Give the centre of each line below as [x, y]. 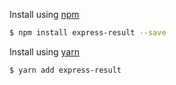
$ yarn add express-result [65, 70]
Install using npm [44, 14]
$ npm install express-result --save [88, 33]
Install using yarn [44, 51]
